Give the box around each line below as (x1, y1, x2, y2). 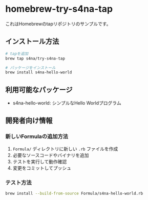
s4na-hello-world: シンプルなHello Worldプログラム (12, 100, 121, 106)
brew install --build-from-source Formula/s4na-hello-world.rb (5, 191, 143, 196)
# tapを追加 (5, 51, 29, 56)
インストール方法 (5, 37, 59, 46)
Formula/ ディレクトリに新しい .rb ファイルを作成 (12, 146, 118, 152)
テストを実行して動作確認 (12, 158, 67, 165)
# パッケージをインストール (5, 65, 56, 70)
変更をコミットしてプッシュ (12, 165, 72, 171)
